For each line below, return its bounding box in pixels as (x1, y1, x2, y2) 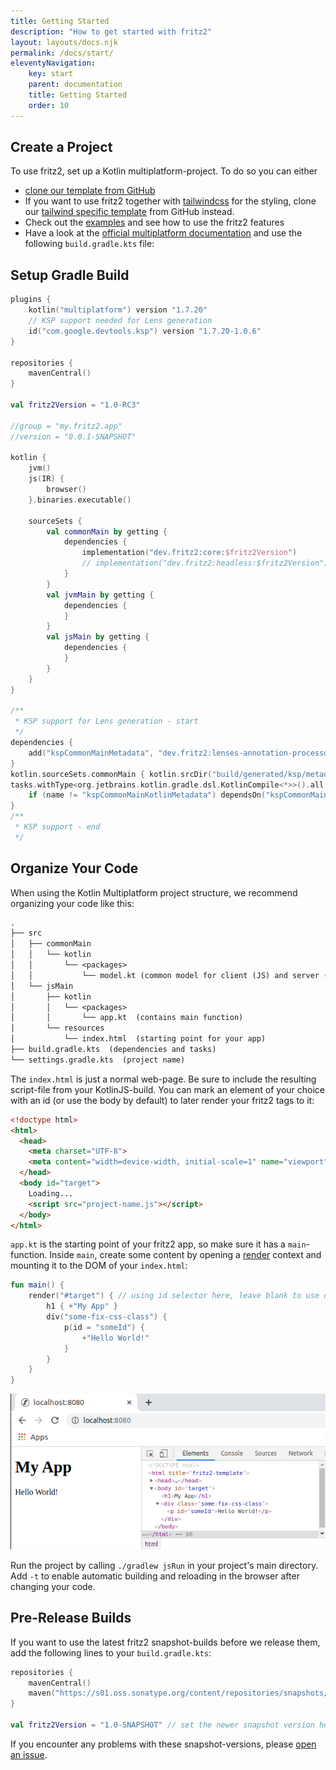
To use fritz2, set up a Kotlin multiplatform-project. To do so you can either (10, 165, 318, 177)
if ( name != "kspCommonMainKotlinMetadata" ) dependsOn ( (28, 790, 267, 800)
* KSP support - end (14, 822, 101, 832)
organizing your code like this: (10, 897, 135, 909)
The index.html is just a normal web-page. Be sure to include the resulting (10, 1073, 317, 1085)
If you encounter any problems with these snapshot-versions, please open (10, 1738, 317, 1750)
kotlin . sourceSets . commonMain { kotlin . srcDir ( (10, 769, 213, 779)
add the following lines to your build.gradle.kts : (10, 1646, 212, 1659)
